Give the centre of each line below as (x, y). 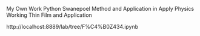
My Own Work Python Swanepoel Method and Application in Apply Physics (100, 9)
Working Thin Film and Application (49, 15)
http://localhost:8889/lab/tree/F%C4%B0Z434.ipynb (72, 27)
